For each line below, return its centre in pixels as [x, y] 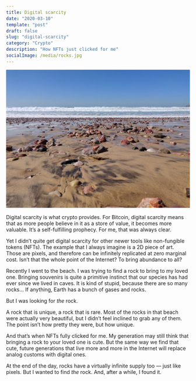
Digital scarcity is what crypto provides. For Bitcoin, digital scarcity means [95, 217]
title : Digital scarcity [36, 12]
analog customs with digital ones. [46, 354]
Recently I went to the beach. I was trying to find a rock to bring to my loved [97, 271]
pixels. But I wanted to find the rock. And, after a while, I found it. [84, 372]
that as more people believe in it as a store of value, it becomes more [89, 223]
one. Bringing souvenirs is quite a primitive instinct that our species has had [97, 277]
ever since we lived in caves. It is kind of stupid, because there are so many [97, 283]
